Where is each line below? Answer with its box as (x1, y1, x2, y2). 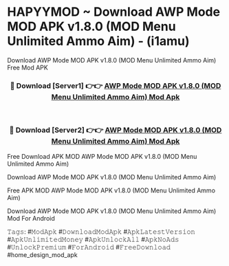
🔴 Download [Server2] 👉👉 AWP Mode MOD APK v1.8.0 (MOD (9, 125, 222, 135)
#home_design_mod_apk (7, 250, 78, 258)
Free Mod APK (7, 63, 48, 71)
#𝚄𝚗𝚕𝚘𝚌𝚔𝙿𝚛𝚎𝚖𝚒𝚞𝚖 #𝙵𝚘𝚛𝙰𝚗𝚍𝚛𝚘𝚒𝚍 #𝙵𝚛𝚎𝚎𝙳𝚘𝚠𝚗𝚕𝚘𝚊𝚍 (7, 243, 171, 251)
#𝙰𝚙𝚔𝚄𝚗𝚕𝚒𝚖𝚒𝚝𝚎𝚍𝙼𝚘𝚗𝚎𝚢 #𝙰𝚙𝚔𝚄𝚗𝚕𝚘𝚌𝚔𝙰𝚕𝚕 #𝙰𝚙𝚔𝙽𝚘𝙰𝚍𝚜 (7, 235, 179, 243)
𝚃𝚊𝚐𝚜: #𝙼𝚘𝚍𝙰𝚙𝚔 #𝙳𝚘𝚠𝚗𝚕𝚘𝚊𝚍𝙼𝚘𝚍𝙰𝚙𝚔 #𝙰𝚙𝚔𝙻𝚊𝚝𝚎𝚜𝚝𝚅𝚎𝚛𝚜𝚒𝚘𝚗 (7, 228, 196, 236)
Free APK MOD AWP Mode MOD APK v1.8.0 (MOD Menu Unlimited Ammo (7, 186, 215, 195)
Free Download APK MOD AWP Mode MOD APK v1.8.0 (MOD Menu (7, 152, 197, 160)
